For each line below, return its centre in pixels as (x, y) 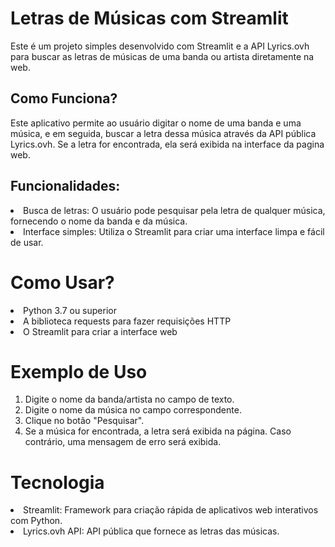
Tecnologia (57, 482)
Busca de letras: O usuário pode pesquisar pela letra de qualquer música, (174, 210)
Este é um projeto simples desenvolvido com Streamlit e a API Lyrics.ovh (160, 46)
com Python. (36, 521)
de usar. (27, 242)
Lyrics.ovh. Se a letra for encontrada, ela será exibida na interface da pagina (167, 144)
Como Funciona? (64, 98)
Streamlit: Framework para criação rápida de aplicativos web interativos (171, 510)
